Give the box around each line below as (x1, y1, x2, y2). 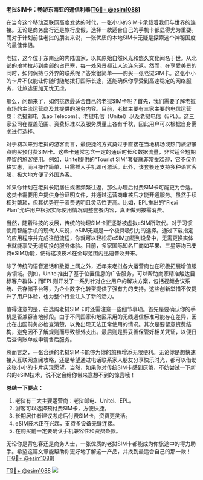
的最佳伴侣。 (6, 42, 38, 48)
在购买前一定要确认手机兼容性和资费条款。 (14, 427, 121, 435)
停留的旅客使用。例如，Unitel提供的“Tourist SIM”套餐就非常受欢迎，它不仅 (6, 156, 192, 163)
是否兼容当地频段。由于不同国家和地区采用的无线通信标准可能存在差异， (11, 313, 192, 320)
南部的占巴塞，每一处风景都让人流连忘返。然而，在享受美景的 (43, 62, 197, 69)
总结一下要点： (6, 384, 43, 391)
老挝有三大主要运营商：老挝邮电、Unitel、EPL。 (14, 397, 135, 404)
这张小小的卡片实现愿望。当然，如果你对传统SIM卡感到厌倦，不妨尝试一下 (6, 364, 191, 371)
